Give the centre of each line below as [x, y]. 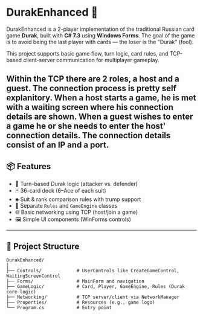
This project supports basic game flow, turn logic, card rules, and [87, 53]
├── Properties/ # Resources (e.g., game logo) [81, 302]
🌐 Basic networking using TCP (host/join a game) [76, 212]
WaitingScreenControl [34, 276]
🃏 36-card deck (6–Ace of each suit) [61, 191]
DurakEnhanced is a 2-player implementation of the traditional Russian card [100, 29]
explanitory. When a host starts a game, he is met [101, 98]
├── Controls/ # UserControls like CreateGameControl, [93, 271]
